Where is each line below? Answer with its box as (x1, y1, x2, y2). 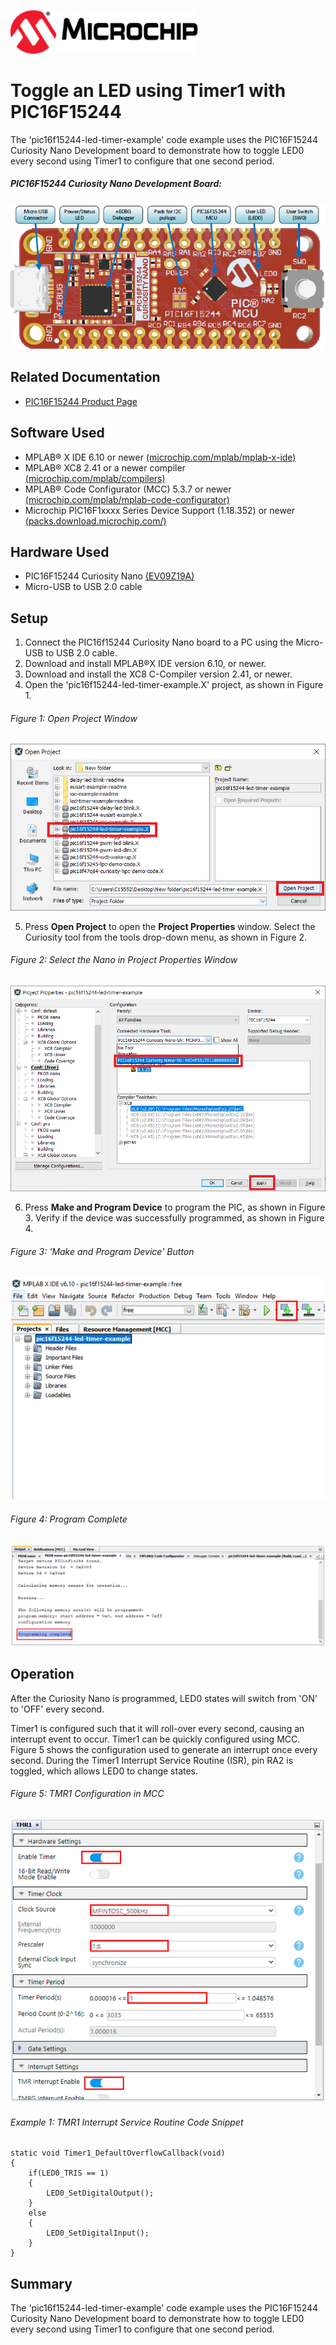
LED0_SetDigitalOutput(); (46, 2188, 155, 2199)
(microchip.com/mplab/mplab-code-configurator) (24, 493, 230, 505)
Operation (10, 1666, 75, 1683)
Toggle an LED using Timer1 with (10, 79, 287, 102)
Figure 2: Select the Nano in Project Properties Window (10, 954, 238, 966)
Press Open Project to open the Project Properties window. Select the (24, 920, 316, 932)
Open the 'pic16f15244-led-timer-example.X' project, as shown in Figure (24, 679, 324, 691)
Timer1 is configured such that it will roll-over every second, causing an (10, 1722, 305, 1734)
